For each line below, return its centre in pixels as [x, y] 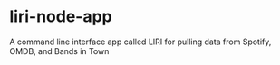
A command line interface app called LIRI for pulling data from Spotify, [140, 42]
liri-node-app [61, 17]
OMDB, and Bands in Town [59, 51]
